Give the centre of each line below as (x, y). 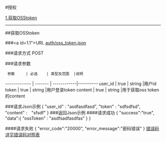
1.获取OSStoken (21, 18)
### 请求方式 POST (24, 53)
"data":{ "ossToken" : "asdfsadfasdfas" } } (48, 118)
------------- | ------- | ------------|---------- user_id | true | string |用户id (81, 84)
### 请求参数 (18, 64)
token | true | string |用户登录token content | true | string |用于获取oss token (82, 90)
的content (15, 96)
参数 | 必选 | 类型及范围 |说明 (45, 74)
